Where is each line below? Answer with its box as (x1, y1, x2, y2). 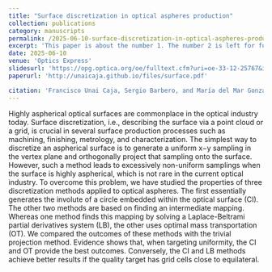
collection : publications (8, 19, 96, 27)
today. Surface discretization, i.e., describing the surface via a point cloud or (8, 117, 264, 127)
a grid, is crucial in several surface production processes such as (8, 126, 226, 136)
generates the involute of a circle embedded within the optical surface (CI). (8, 195, 259, 204)
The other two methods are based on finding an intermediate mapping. (8, 203, 244, 212)
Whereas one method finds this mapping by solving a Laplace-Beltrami (8, 211, 245, 221)
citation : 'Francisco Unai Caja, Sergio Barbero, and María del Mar (8, 86, 244, 94)
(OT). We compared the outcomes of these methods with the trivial (8, 228, 232, 238)
